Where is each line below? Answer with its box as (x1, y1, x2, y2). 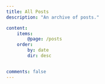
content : (6, 25, 28, 31)
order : (17, 42, 33, 48)
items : (17, 30, 33, 36)
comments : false (6, 69, 46, 74)
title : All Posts (6, 8, 49, 15)
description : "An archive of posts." (6, 14, 100, 20)
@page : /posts (27, 36, 62, 42)
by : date (27, 47, 49, 54)
